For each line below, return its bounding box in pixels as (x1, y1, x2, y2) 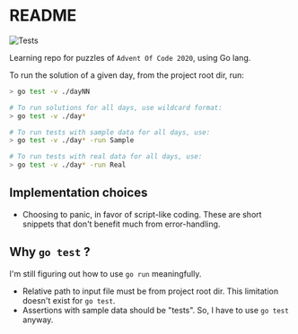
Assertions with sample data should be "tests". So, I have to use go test (22, 304, 289, 315)
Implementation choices (9, 185, 148, 201)
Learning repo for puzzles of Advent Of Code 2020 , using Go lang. (9, 52, 251, 63)
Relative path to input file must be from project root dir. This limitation (22, 286, 279, 296)
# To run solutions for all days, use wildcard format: (9, 103, 223, 112)
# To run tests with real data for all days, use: (9, 152, 203, 161)
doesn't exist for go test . (22, 295, 116, 305)
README (9, 5, 77, 26)
